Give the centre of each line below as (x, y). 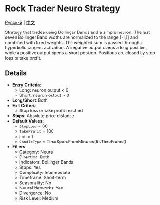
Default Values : (28, 121)
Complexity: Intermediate (44, 172)
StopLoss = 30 (33, 126)
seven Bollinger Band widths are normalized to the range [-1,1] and (71, 37)
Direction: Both (34, 157)
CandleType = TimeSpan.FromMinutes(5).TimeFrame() (73, 142)
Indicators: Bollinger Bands (46, 162)
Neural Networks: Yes (41, 188)
